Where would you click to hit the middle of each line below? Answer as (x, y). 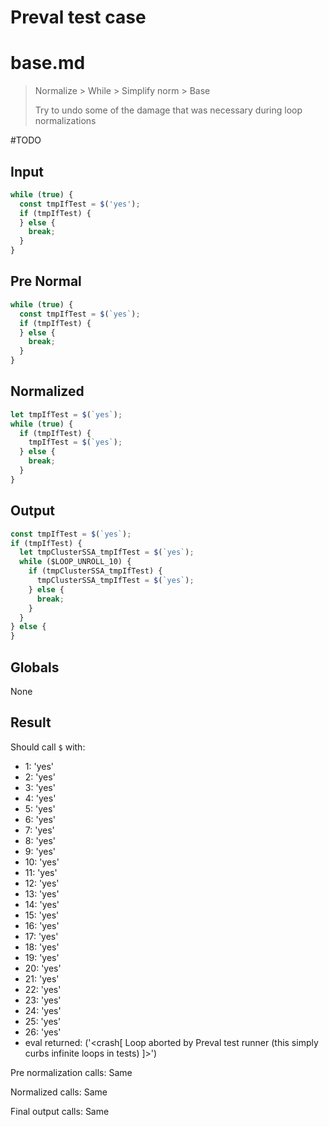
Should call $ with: (48, 747)
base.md (48, 63)
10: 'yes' (42, 862)
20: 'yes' (43, 968)
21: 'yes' (42, 978)
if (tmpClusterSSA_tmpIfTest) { (95, 571)
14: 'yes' (42, 904)
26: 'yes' (43, 1032)
